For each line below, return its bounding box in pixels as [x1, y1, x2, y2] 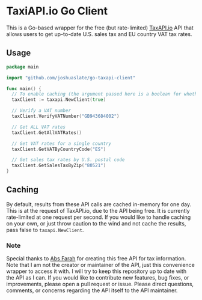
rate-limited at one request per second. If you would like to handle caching [6, 213, 191, 221]
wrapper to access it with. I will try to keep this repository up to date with [6, 268, 187, 275]
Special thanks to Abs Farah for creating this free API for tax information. [6, 255, 186, 262]
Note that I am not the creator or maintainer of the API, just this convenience [6, 262, 195, 269]
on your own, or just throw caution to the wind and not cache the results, [6, 219, 186, 227]
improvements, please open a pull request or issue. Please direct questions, [6, 281, 194, 288]
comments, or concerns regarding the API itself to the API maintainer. [6, 287, 178, 294]
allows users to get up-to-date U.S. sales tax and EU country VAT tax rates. [6, 30, 192, 37]
